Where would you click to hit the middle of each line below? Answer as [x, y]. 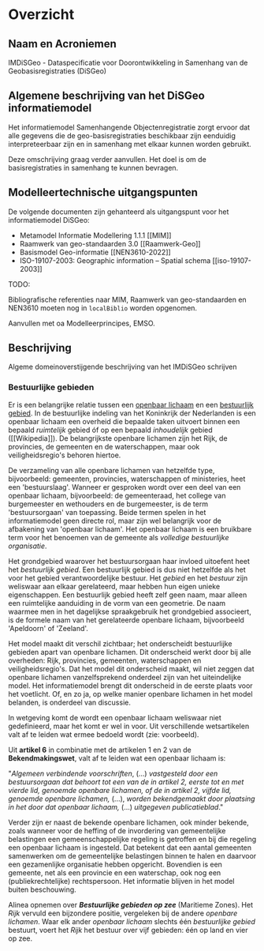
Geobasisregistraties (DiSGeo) [58, 71]
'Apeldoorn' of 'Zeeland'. [48, 628]
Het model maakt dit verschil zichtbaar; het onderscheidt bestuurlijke [120, 643]
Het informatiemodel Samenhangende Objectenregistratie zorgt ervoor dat [129, 127]
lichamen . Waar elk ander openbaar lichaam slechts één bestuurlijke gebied [132, 921]
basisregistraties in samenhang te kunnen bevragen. [93, 167]
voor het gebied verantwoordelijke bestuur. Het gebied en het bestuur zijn [128, 577]
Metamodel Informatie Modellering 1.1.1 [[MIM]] [95, 235]
